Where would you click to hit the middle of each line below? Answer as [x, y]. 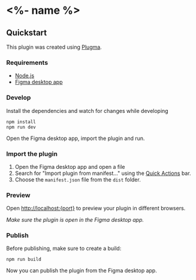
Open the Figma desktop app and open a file [70, 166]
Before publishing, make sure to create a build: [64, 248]
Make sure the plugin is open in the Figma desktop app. [75, 220]
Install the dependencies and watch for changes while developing [88, 111]
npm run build [24, 260]
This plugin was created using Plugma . [54, 47]
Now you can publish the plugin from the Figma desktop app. [82, 270]
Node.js [25, 76]
